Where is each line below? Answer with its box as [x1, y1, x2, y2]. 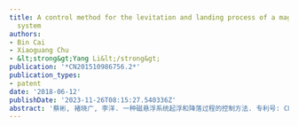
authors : [9, 29, 42, 38]
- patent [9, 79, 42, 88]
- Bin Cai [9, 37, 46, 47]
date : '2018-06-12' [9, 87, 82, 96]
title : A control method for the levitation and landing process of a [9, 12, 276, 22]
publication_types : [9, 71, 82, 80]
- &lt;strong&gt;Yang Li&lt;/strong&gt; [9, 54, 161, 63]
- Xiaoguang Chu [9, 46, 69, 55]
